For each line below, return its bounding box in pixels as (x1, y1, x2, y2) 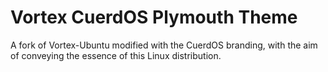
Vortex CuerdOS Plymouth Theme (10, 6, 298, 29)
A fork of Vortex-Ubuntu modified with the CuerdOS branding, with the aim (10, 39, 318, 51)
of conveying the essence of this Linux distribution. (10, 49, 222, 61)
